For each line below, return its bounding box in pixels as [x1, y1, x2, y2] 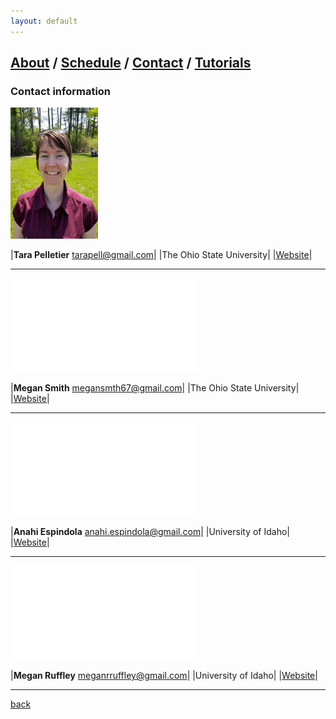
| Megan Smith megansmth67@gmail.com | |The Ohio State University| [10, 382, 300, 394]
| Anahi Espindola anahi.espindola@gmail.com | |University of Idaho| [10, 526, 290, 538]
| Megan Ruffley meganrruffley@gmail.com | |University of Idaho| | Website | [10, 670, 318, 682]
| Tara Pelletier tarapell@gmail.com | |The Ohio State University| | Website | [10, 249, 313, 261]
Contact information [10, 84, 112, 98]
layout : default [10, 16, 78, 26]
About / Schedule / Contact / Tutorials [10, 55, 252, 72]
